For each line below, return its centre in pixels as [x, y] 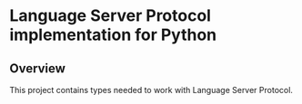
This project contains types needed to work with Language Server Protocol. [151, 90]
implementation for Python [113, 35]
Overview [38, 68]
